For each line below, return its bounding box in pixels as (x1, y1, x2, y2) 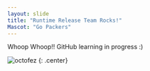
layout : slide (7, 10, 50, 18)
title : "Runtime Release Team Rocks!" (7, 17, 122, 24)
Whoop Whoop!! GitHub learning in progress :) (7, 43, 144, 51)
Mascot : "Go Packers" (7, 23, 72, 30)
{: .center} (38, 56, 68, 65)
